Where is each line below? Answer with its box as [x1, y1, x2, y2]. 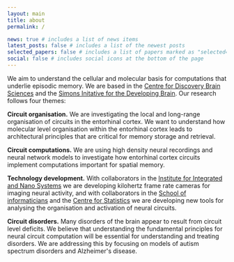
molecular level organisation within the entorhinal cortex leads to [7, 125, 193, 133]
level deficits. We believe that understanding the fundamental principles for [7, 224, 223, 233]
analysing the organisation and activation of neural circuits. [7, 203, 177, 212]
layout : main [7, 10, 45, 17]
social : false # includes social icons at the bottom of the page [7, 55, 204, 63]
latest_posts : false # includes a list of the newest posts [7, 43, 186, 49]
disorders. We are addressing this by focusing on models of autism [7, 239, 200, 247]
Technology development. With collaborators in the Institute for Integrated [7, 174, 223, 182]
